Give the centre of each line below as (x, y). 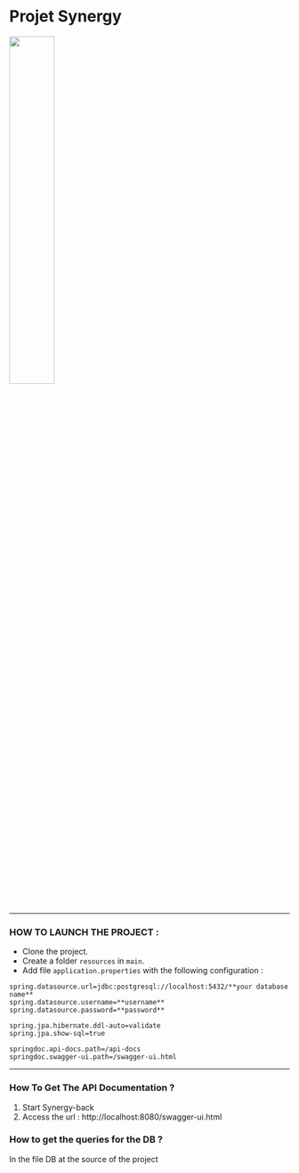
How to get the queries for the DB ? (86, 1140)
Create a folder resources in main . (83, 961)
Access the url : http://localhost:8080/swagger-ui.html (122, 1117)
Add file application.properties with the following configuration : (143, 971)
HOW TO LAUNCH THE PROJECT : (84, 931)
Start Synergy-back (58, 1107)
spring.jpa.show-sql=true (57, 1034)
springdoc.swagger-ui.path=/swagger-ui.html (93, 1057)
